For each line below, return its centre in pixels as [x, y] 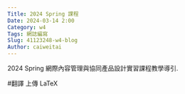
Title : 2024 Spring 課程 [43, 14]
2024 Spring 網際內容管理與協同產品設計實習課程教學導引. [93, 68]
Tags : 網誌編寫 [28, 34]
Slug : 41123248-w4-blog [43, 41]
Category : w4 [27, 27]
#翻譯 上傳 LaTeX [33, 83]
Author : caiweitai [35, 47]
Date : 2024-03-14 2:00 [41, 21]
